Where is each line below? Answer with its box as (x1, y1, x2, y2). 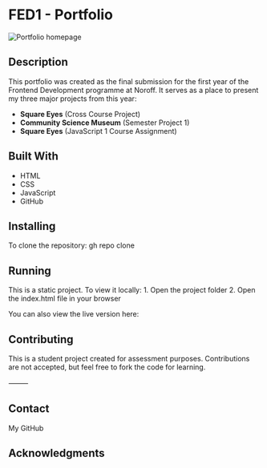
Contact (8, 402, 50, 416)
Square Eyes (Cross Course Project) (19, 109, 141, 119)
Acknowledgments (8, 446, 106, 460)
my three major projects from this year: (8, 94, 137, 103)
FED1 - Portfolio (8, 6, 114, 24)
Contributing (8, 333, 74, 346)
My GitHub (8, 423, 44, 433)
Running (8, 264, 52, 277)
